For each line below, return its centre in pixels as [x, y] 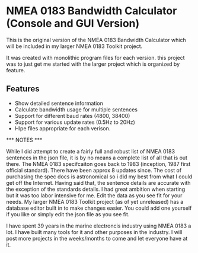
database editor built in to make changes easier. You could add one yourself [99, 208]
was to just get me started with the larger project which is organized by [93, 64]
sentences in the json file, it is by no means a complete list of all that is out [97, 158]
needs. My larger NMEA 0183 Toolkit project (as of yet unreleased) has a [95, 201]
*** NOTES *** [24, 140]
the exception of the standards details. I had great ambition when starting [96, 189]
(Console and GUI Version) [73, 23]
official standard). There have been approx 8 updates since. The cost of [94, 170]
